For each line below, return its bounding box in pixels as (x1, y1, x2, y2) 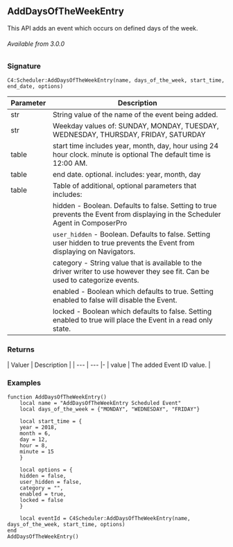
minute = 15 (19, 448, 54, 455)
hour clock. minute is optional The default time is (52, 150, 212, 159)
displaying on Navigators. (52, 247, 136, 257)
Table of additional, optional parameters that (52, 181, 197, 191)
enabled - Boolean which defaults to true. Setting (52, 287, 214, 297)
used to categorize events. (52, 275, 139, 285)
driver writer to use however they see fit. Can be (52, 267, 209, 277)
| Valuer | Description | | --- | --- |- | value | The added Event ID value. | (7, 361, 211, 369)
